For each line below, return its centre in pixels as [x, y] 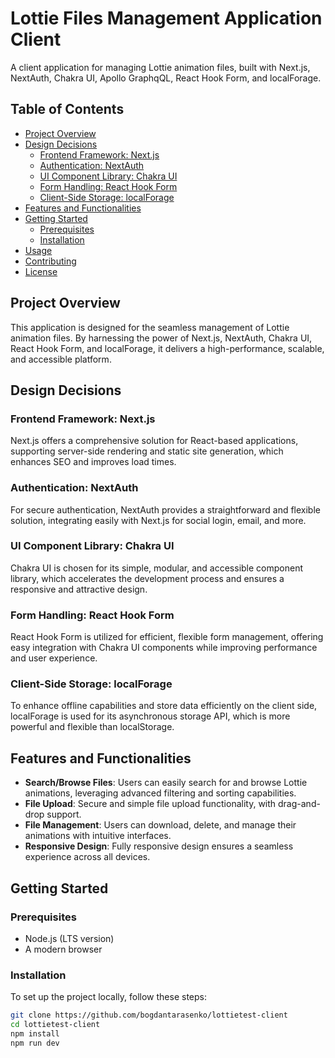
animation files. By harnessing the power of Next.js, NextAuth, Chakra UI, [161, 338]
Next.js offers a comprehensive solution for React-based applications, [154, 441]
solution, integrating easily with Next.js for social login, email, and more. [158, 520]
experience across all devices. [87, 857]
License [41, 271]
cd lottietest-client [55, 1025]
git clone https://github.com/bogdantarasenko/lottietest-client [149, 1015]
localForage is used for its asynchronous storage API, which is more [150, 716]
